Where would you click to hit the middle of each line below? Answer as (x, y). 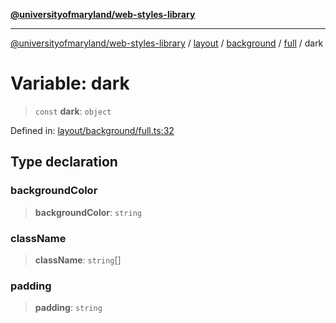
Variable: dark (70, 83)
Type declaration (64, 162)
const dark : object (73, 111)
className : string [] (78, 260)
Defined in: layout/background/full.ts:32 (92, 130)
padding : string (68, 308)
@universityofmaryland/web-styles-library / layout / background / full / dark (167, 43)
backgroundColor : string (88, 212)
